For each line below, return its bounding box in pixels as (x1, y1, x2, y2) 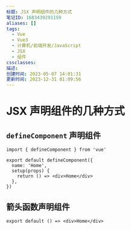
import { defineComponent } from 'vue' (6, 146, 107, 153)
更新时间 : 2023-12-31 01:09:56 (6, 76, 81, 82)
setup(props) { (11, 168, 50, 174)
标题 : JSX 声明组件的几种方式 (6, 8, 72, 15)
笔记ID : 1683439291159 (6, 15, 62, 21)
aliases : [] (6, 20, 36, 26)
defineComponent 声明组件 (6, 130, 101, 140)
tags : (6, 25, 20, 32)
